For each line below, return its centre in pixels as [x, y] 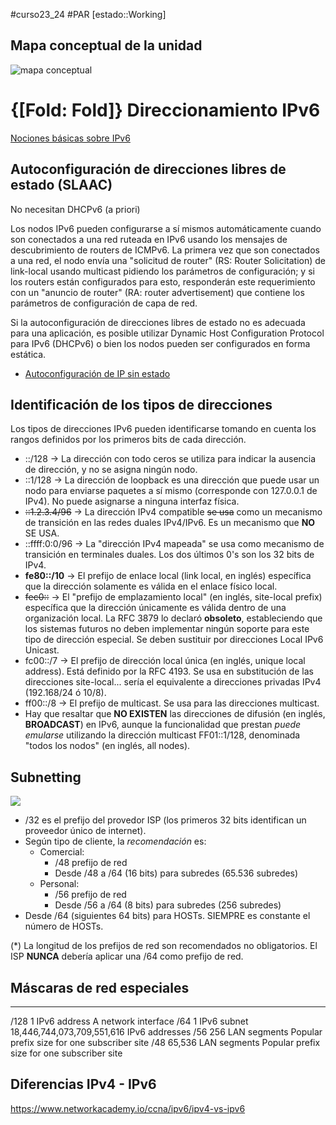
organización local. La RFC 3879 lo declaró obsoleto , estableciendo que [173, 618]
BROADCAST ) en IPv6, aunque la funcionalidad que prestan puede [163, 725]
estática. [28, 354]
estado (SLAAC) [61, 185]
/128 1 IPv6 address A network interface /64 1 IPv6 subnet [129, 1021]
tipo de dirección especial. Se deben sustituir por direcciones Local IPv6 [174, 640]
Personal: [59, 884]
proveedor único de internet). [85, 831]
